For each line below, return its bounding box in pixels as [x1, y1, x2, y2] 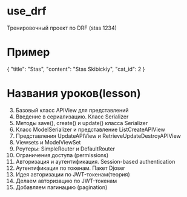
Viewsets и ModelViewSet [15, 138, 81, 146]
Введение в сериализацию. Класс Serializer [15, 113, 129, 120]
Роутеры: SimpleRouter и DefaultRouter [15, 145, 116, 152]
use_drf [7, 4, 47, 18]
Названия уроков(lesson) [7, 86, 141, 100]
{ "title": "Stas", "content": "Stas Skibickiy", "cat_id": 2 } [7, 65, 145, 73]
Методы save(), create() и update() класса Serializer [15, 119, 148, 126]
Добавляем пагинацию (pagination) [15, 183, 108, 191]
